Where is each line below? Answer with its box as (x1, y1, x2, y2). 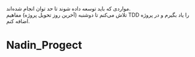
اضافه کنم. (6, 18, 30, 24)
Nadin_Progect (6, 39, 82, 52)
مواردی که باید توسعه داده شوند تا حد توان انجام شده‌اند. (6, 5, 131, 12)
